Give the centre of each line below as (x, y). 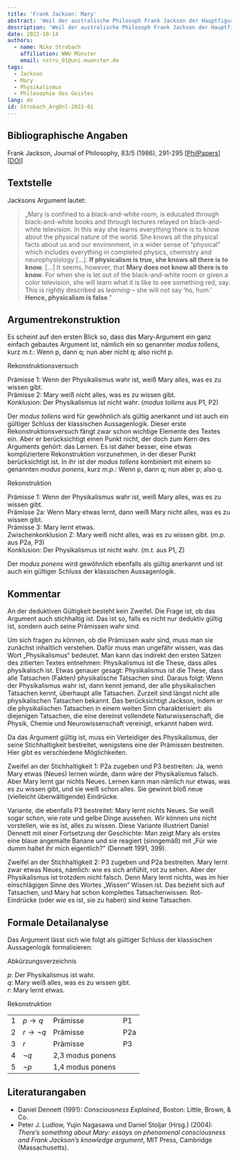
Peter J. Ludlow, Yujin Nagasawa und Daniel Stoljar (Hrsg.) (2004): (115, 1124)
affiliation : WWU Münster (59, 54)
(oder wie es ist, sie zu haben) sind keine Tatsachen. (115, 900)
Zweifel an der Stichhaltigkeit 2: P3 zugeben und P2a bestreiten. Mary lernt (117, 862)
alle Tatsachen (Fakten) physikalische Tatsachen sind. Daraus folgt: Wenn (115, 678)
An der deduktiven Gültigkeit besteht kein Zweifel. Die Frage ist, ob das (111, 611)
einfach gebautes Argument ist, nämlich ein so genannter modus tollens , (113, 345)
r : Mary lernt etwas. (36, 990)
